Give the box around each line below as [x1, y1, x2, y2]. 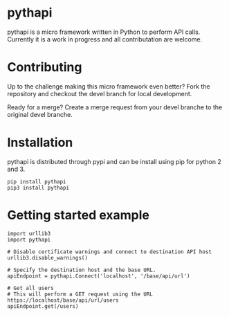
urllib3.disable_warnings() [7, 254, 89, 261]
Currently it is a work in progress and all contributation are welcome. [7, 35, 203, 43]
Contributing [7, 60, 82, 75]
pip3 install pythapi [7, 184, 70, 191]
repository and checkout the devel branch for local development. [7, 89, 192, 98]
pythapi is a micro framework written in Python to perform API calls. [7, 28, 201, 36]
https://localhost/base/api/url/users [7, 296, 119, 304]
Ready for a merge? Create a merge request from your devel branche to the [7, 102, 223, 111]
